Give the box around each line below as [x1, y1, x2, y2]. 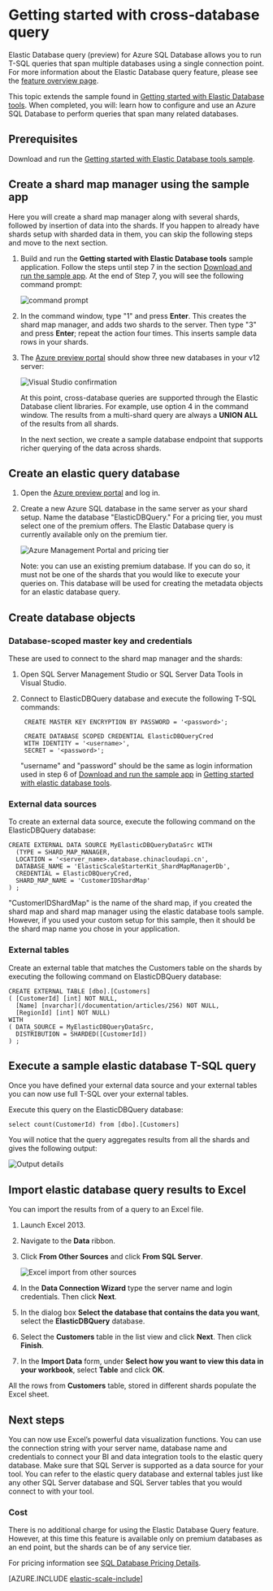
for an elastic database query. [19, 587, 120, 597]
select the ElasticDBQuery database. [19, 1316, 145, 1326]
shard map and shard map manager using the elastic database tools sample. [8, 906, 264, 916]
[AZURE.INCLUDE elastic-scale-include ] [8, 1574, 144, 1584]
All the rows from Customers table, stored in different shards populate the [8, 1380, 257, 1391]
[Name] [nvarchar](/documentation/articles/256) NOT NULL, [15, 1002, 220, 1010]
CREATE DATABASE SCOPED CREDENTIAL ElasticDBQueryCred [24, 732, 214, 741]
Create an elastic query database [8, 466, 180, 480]
